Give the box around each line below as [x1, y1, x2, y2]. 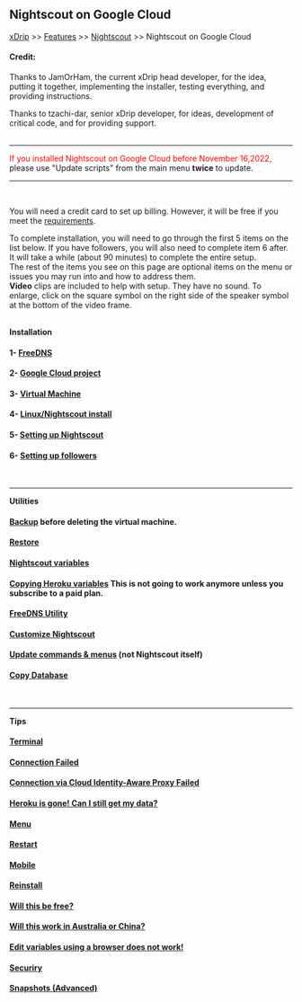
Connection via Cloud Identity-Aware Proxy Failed [9, 777, 200, 788]
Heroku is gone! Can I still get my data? [9, 797, 158, 808]
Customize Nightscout [9, 628, 96, 639]
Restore [9, 536, 40, 547]
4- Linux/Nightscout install [9, 409, 112, 420]
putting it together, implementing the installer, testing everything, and [9, 81, 265, 93]
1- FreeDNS [9, 347, 52, 358]
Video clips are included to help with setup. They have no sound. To [9, 280, 262, 291]
